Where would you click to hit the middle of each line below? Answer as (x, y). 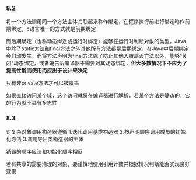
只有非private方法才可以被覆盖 (43, 83)
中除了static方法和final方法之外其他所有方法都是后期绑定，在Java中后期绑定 (98, 49)
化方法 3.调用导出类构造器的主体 (45, 139)
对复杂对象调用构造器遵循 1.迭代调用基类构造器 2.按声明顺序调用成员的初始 (96, 131)
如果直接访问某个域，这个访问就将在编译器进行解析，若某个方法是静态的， (95, 95)
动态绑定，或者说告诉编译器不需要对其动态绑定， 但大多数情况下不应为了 (101, 63)
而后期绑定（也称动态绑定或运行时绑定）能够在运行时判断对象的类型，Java (96, 41)
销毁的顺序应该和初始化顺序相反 (44, 151)
